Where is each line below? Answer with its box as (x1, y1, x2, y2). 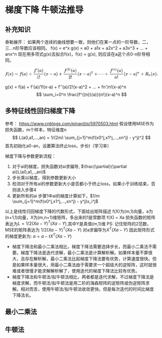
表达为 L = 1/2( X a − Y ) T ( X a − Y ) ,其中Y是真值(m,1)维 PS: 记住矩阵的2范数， (5, 220, 151, 226)
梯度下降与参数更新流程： (5, 153, 56, 159)
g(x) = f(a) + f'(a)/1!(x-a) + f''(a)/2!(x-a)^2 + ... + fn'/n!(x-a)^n (5, 84, 127, 90)
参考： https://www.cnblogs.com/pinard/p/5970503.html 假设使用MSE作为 (5, 120, 154, 126)
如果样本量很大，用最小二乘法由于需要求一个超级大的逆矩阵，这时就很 (16, 262, 157, 268)
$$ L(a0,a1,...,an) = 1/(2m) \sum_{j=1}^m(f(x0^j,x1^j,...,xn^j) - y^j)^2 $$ (12, 135, 151, 140)
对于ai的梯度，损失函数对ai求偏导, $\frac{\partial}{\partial (12, 163, 127, 169)
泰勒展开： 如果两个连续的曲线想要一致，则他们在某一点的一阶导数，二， (5, 39, 151, 45)
